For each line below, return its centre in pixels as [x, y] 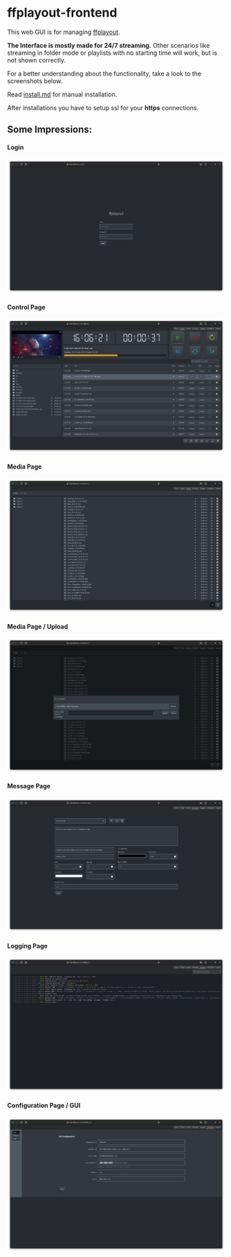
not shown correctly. [37, 60]
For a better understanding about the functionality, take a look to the [104, 73]
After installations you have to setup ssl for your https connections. [103, 107]
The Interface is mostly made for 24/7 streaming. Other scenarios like [109, 45]
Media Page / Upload [38, 626]
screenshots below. [35, 80]
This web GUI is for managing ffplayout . [64, 32]
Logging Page [28, 946]
